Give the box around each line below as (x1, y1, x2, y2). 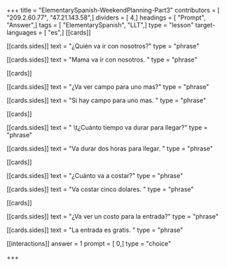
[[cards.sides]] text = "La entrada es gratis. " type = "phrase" (6, 226, 184, 234)
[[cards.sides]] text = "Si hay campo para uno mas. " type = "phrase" (6, 96, 207, 104)
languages (6, 28, 37, 36)
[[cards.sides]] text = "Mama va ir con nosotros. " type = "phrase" (6, 55, 198, 64)
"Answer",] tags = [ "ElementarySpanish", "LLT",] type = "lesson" (6, 21, 194, 29)
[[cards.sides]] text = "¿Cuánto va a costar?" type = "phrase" (6, 172, 184, 179)
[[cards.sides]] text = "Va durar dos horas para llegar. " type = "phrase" (6, 144, 213, 153)
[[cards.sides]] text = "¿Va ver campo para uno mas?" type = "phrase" (6, 83, 209, 90)
